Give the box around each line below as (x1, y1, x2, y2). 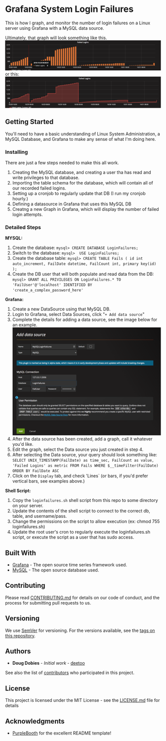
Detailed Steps (5, 224, 41, 231)
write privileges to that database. (12, 175, 80, 181)
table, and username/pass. (12, 513, 67, 519)
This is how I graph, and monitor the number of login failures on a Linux (5, 20, 151, 26)
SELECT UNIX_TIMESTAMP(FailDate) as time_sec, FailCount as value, (12, 458, 154, 463)
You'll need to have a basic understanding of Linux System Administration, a (5, 130, 161, 137)
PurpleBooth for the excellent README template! (12, 730, 112, 736)
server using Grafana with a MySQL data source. (5, 25, 105, 31)
